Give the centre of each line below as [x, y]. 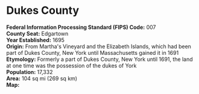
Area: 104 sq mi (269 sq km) [42, 78]
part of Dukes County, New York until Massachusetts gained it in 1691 [93, 52]
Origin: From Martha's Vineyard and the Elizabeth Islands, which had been [99, 46]
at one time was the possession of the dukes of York [71, 65]
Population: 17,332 [30, 72]
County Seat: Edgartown [37, 33]
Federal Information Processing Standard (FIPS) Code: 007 [81, 27]
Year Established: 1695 [36, 40]
